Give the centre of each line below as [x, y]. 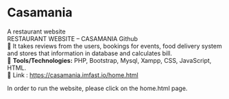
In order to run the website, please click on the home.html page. [97, 88]
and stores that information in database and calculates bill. [90, 53]
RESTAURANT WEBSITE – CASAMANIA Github [73, 38]
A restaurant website [37, 31]
